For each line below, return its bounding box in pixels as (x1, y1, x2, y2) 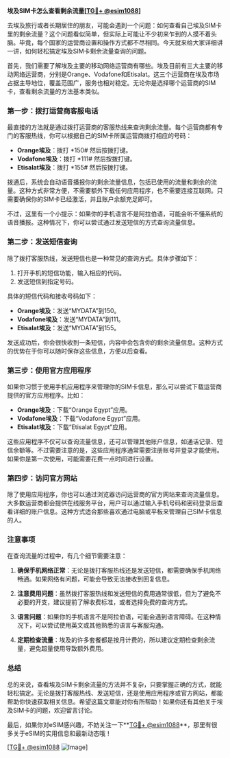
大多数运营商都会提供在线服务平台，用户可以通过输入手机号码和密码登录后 (7, 499, 217, 507)
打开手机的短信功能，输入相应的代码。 (16, 268, 125, 277)
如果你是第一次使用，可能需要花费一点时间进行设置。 (7, 455, 157, 463)
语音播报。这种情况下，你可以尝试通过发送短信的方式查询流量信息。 (7, 218, 199, 227)
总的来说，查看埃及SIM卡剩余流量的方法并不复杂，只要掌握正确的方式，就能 (7, 680, 222, 689)
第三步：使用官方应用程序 (7, 365, 92, 375)
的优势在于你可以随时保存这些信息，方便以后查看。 (7, 347, 151, 355)
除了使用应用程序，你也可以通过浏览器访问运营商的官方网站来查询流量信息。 (7, 490, 223, 498)
